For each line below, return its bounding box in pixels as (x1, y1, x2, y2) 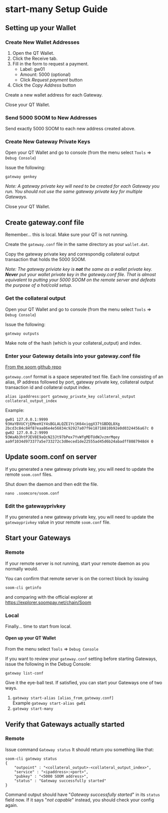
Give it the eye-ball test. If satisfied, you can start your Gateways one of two (5, 680, 162, 686)
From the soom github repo (5, 364, 62, 370)
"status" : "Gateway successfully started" (14, 778, 107, 783)
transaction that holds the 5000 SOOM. (5, 257, 86, 263)
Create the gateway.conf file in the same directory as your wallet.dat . (5, 241, 149, 248)
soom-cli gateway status (5, 756, 57, 761)
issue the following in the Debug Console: (5, 661, 91, 667)
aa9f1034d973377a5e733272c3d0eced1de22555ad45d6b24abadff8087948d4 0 (5, 439, 154, 444)
